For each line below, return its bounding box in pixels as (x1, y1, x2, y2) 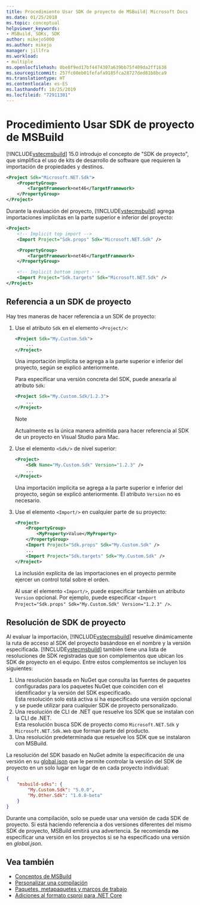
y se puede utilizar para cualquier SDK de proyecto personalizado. (14, 702, 179, 709)
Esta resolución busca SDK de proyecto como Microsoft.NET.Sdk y (14, 721, 179, 728)
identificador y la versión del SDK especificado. (14, 689, 133, 697)
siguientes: (6, 665, 33, 672)
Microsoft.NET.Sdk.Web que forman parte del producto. (14, 727, 150, 735)
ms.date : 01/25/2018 (6, 14, 58, 20)
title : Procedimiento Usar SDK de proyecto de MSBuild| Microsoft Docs (6, 8, 188, 15)
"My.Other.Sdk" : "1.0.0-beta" (27, 792, 103, 798)
